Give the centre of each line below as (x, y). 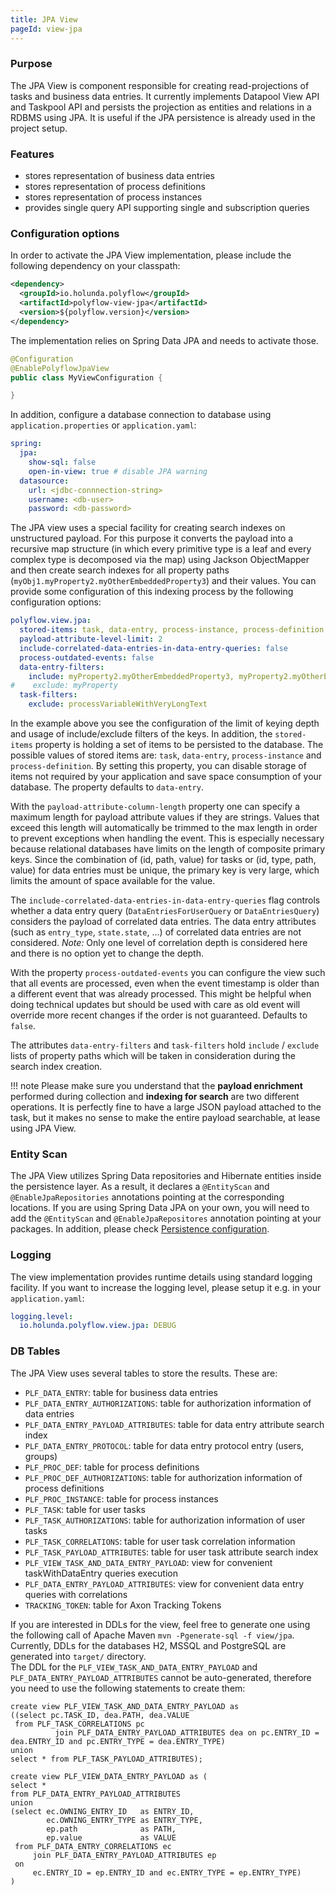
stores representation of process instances (113, 197)
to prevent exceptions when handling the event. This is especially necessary (167, 838)
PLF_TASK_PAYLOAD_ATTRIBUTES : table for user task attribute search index (171, 1552)
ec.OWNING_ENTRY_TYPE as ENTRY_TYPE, (124, 1820)
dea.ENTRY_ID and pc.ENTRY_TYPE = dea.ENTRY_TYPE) (118, 1741)
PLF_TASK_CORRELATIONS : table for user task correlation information (160, 1541)
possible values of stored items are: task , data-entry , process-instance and (166, 755)
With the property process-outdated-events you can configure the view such (168, 973)
